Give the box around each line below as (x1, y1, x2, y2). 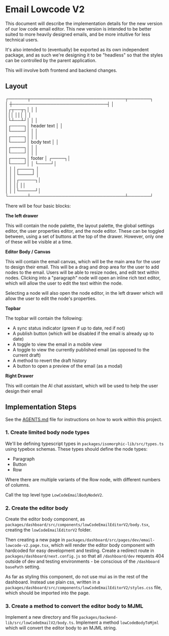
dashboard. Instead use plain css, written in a (5, 579, 100, 585)
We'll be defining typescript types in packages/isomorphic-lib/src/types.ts (5, 440, 164, 447)
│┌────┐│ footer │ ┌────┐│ (5, 155, 71, 161)
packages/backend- (79, 615, 118, 620)
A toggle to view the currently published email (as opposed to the (12, 346, 150, 352)
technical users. (5, 37, 39, 43)
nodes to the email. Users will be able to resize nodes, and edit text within (5, 269, 159, 275)
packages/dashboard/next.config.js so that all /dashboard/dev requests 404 (5, 553, 164, 559)
